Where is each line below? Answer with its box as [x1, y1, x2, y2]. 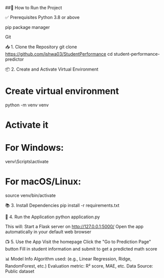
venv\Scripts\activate [5, 159, 49, 165]
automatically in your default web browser [5, 229, 91, 235]
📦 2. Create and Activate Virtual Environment [5, 66, 98, 72]
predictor [5, 56, 24, 62]
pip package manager [5, 24, 50, 30]
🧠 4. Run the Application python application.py [5, 214, 100, 220]
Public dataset [5, 269, 35, 274]
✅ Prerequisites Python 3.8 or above [5, 14, 80, 20]
